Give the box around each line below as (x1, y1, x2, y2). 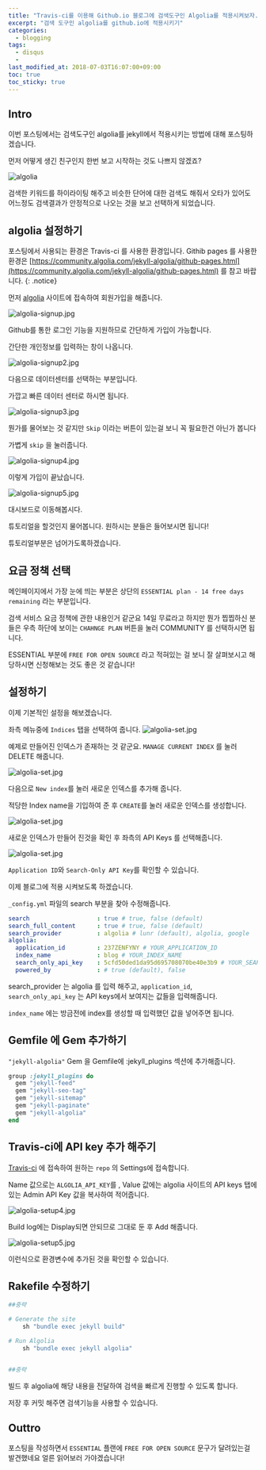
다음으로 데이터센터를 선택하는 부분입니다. (8, 374, 138, 384)
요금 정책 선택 (8, 564, 71, 578)
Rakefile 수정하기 (8, 1279, 90, 1293)
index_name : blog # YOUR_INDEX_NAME (15, 951, 182, 960)
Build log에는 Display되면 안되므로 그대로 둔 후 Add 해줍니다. (8, 1222, 198, 1231)
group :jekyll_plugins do (8, 1072, 93, 1080)
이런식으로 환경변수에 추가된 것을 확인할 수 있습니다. (8, 1254, 169, 1264)
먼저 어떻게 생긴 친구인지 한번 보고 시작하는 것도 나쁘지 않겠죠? (8, 156, 202, 166)
